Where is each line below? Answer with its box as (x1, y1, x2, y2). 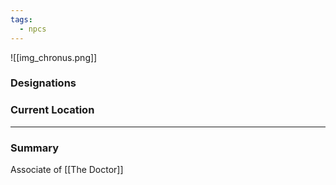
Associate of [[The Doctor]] (10, 164, 124, 176)
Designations (10, 76, 77, 90)
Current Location (10, 103, 95, 117)
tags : (10, 14, 33, 25)
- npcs (19, 24, 47, 34)
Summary (10, 141, 60, 155)
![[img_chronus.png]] (10, 51, 98, 63)
